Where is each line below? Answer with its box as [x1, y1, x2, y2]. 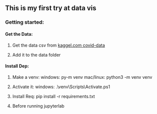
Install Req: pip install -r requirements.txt [12, 93, 95, 99]
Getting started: [5, 19, 44, 26]
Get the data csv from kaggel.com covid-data [12, 42, 105, 48]
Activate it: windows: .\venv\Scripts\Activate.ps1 [12, 84, 110, 90]
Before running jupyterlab [12, 103, 65, 109]
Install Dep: [5, 63, 29, 69]
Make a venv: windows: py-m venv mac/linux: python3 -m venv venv [12, 74, 153, 80]
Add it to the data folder [12, 52, 61, 57]
